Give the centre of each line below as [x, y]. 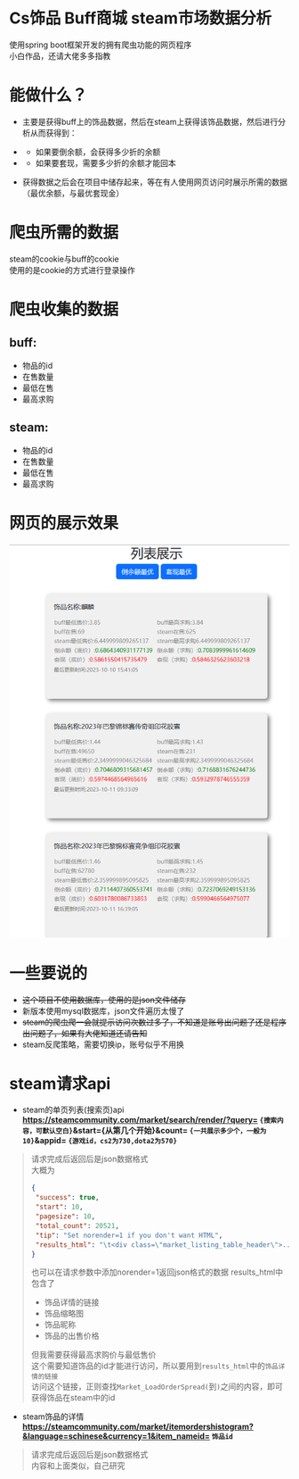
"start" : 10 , [59, 1207]
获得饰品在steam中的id [73, 1398]
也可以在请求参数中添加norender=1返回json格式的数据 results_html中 [157, 1272]
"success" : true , [67, 1198]
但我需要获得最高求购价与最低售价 [93, 1355]
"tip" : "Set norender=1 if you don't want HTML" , [129, 1235]
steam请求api [60, 1083]
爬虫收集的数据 [64, 310]
